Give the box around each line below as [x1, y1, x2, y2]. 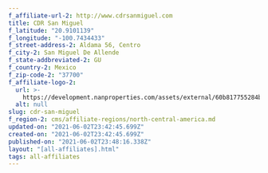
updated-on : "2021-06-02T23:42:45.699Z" [8, 123, 145, 131]
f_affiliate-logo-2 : [8, 78, 77, 86]
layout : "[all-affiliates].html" [8, 145, 120, 153]
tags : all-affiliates [8, 152, 81, 160]
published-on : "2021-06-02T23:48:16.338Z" [8, 137, 152, 146]
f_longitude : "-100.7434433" [8, 33, 105, 42]
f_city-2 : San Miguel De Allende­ [8, 49, 120, 57]
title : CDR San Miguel [8, 19, 84, 27]
